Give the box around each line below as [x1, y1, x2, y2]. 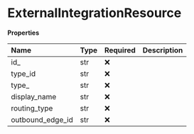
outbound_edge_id [11, 115, 73, 125]
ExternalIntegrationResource [7, 5, 182, 21]
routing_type [11, 103, 53, 113]
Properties [7, 28, 40, 37]
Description [142, 45, 183, 55]
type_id [11, 69, 36, 79]
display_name [11, 91, 57, 101]
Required [104, 45, 136, 55]
